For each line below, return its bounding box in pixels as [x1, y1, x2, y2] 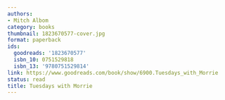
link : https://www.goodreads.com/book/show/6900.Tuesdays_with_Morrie [7, 69, 219, 76]
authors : [7, 10, 33, 18]
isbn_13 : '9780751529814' [13, 63, 90, 70]
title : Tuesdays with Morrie [7, 82, 93, 89]
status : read [7, 75, 46, 83]
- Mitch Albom [7, 17, 49, 24]
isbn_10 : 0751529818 [13, 56, 74, 63]
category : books [7, 23, 55, 30]
